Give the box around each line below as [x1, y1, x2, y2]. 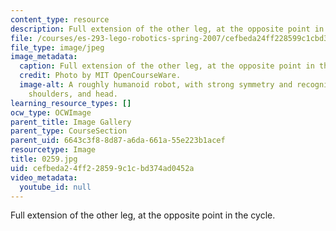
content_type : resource [10, 14, 110, 25]
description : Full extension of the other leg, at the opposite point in [10, 24, 325, 34]
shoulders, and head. [28, 89, 118, 99]
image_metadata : [10, 52, 78, 62]
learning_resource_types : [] [10, 98, 132, 108]
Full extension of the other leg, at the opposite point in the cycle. [10, 209, 276, 221]
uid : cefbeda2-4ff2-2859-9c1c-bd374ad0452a [10, 163, 195, 173]
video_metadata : [10, 172, 78, 183]
